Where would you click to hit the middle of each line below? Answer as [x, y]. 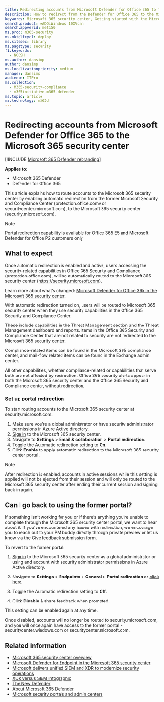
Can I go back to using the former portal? [69, 505]
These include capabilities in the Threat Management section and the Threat [82, 325]
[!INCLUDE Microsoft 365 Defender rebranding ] [53, 159]
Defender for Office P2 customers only [44, 238]
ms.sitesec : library [26, 42]
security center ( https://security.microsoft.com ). [53, 281]
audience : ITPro [21, 78]
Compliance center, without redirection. [45, 386]
